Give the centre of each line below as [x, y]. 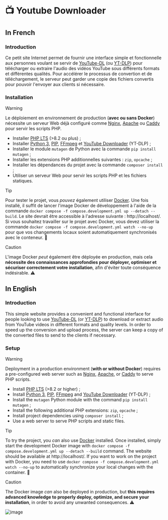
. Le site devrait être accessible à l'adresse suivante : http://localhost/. [89, 216]
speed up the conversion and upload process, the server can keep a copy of [84, 330]
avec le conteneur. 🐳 [26, 237]
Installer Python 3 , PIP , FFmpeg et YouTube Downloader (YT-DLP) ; [82, 144]
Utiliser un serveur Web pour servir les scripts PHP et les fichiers [79, 176]
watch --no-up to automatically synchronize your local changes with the [79, 467]
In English [21, 289]
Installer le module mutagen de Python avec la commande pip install [84, 149]
